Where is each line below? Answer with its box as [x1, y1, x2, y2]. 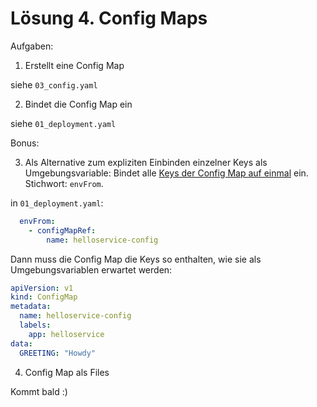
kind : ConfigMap [10, 292, 78, 302]
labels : [19, 320, 52, 331]
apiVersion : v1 [10, 283, 74, 293]
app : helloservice [28, 329, 105, 339]
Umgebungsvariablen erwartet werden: [10, 263, 173, 276]
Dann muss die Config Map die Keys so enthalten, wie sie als [10, 253, 262, 265]
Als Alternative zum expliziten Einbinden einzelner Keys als [24, 156, 268, 168]
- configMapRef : [28, 225, 97, 236]
